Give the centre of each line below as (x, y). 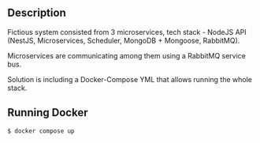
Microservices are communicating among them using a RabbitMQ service (126, 55)
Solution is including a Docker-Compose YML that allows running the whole (130, 79)
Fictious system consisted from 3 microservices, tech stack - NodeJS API (127, 32)
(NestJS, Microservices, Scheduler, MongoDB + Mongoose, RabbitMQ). (124, 40)
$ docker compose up (41, 131)
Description (37, 13)
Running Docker (48, 113)
